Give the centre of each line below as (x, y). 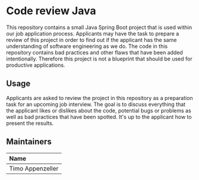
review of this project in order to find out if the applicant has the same (91, 40)
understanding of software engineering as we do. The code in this (87, 46)
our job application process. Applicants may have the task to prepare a (93, 33)
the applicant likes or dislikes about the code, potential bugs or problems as (99, 110)
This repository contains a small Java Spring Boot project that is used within (99, 27)
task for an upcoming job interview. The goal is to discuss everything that (96, 104)
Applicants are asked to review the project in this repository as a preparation (99, 98)
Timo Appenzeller (34, 168)
